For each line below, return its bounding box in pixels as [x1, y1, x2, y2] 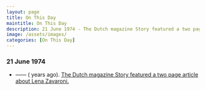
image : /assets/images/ [6, 32, 67, 38]
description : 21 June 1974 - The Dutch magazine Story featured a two [6, 26, 191, 32]
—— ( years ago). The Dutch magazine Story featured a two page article [15, 71, 199, 78]
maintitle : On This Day [6, 20, 67, 26]
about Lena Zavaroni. [15, 77, 69, 85]
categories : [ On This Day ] [6, 37, 75, 43]
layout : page [6, 9, 40, 15]
